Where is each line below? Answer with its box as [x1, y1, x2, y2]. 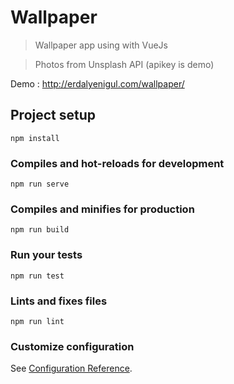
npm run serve [10, 179, 70, 190]
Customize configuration [10, 339, 135, 353]
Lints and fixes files [10, 294, 108, 308]
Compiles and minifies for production [10, 202, 195, 216]
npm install [10, 133, 60, 143]
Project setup [10, 107, 97, 124]
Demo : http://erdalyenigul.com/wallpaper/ [10, 77, 185, 90]
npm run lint [10, 316, 65, 326]
